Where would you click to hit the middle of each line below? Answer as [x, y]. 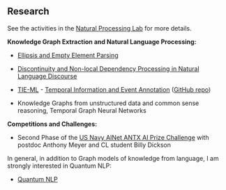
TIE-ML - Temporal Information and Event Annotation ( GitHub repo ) [114, 89]
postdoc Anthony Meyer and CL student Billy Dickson [94, 145]
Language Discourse [47, 76]
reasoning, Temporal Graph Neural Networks [82, 110]
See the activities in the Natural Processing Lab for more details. [99, 28]
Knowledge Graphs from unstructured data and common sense [108, 103]
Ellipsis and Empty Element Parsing [68, 55]
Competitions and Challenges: [52, 124]
